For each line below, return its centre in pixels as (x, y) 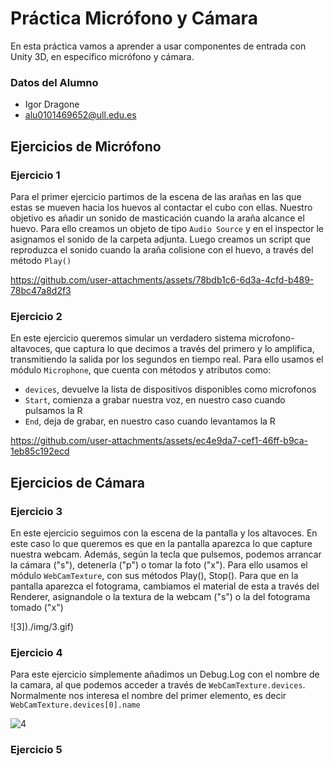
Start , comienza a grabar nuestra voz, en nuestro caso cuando (155, 400)
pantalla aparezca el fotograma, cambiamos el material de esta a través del (165, 586)
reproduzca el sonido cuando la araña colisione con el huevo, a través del (162, 249)
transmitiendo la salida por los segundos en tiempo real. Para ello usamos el (167, 359)
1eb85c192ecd (40, 451)
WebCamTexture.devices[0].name (75, 705)
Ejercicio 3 (36, 511)
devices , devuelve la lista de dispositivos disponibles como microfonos (170, 389)
